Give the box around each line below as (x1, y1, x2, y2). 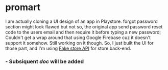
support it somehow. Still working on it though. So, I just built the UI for (5, 40, 154, 46)
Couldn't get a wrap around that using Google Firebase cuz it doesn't (5, 34, 151, 41)
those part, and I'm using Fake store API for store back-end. (5, 45, 131, 51)
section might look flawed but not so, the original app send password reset (5, 23, 163, 29)
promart (5, 2, 41, 13)
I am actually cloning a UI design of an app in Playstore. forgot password (5, 18, 158, 24)
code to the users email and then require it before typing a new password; (5, 29, 161, 35)
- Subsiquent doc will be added (5, 58, 84, 65)
